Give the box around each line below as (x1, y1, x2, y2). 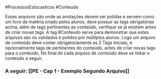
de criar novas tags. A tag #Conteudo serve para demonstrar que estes (5, 29, 149, 35)
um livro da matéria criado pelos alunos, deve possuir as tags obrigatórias (5, 19, 154, 25)
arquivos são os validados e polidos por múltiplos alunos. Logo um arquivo (5, 34, 156, 40)
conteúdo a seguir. (5, 55, 43, 61)
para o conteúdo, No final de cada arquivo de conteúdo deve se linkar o (5, 50, 150, 56)
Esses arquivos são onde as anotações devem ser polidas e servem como (5, 14, 155, 19)
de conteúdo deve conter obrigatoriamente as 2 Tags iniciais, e (5, 40, 133, 46)
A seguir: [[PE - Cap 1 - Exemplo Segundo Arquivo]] (5, 67, 130, 74)
